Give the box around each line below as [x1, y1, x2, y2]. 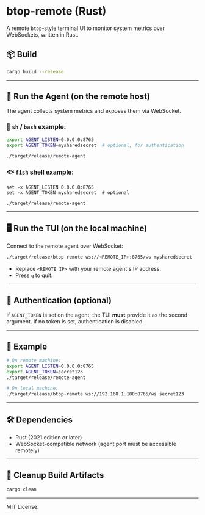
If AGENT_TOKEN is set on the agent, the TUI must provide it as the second [6, 311, 188, 319]
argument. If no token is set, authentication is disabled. [6, 318, 145, 325]
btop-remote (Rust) [6, 4, 107, 18]
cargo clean [6, 486, 37, 492]
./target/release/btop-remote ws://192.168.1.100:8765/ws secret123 [6, 391, 184, 397]
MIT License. [6, 503, 39, 510]
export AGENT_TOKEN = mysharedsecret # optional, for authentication [6, 142, 184, 148]
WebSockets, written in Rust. [6, 31, 79, 38]
